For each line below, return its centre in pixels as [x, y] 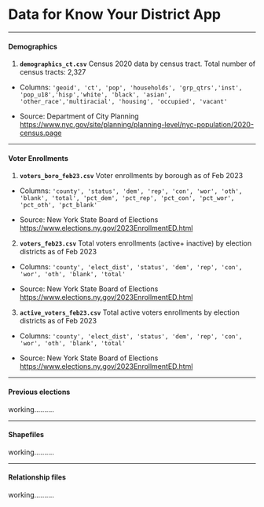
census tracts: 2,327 [53, 72]
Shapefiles [26, 435]
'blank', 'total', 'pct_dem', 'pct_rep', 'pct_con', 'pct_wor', [127, 199]
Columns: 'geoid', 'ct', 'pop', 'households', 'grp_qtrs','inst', [131, 87]
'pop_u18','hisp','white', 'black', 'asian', [95, 95]
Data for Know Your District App [115, 15]
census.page [40, 133]
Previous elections [39, 392]
